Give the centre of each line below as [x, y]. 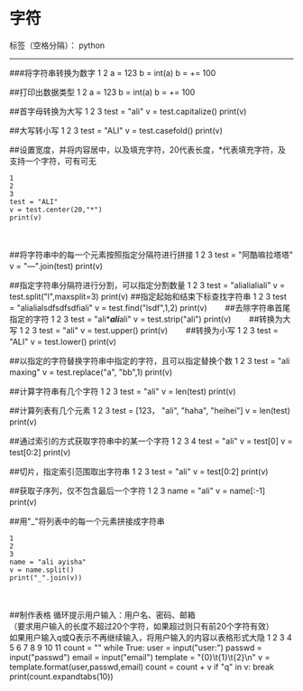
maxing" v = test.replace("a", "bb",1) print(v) [91, 372]
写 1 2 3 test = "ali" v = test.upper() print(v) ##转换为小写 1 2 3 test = [144, 330]
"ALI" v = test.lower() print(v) [63, 341]
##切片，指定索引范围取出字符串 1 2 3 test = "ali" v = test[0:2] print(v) [139, 472]
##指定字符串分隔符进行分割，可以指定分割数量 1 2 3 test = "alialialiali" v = [147, 285]
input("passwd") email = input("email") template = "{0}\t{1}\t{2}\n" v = [140, 657]
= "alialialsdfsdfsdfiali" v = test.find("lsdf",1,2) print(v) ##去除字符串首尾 [150, 307]
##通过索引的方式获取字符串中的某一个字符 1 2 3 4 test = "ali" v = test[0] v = [151, 441]
